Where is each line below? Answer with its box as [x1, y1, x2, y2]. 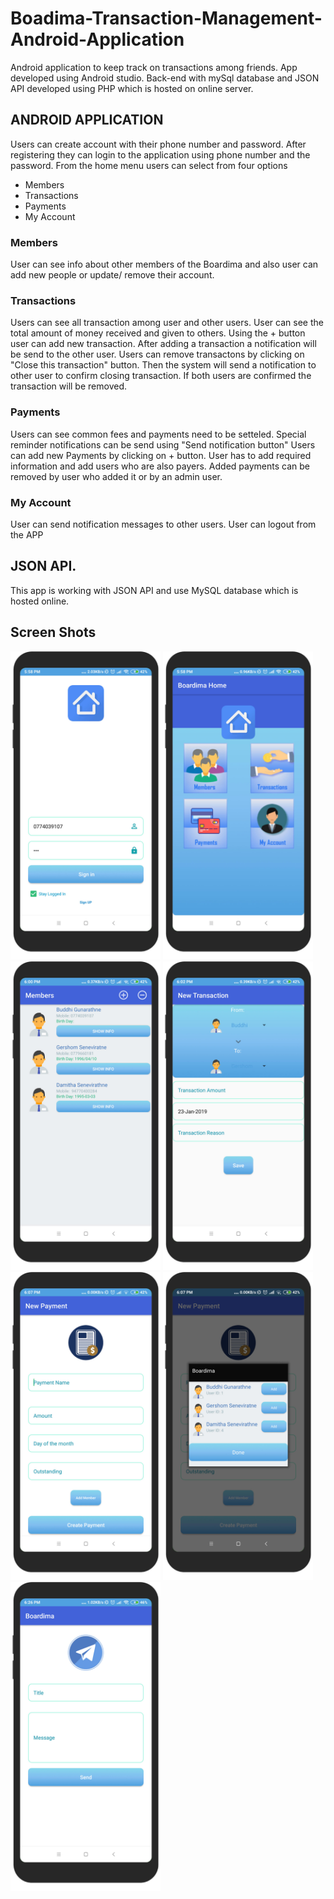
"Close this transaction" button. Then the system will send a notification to [10, 359, 317, 371]
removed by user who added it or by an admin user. [10, 470, 223, 482]
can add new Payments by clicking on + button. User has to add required [10, 449, 312, 461]
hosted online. [10, 595, 70, 607]
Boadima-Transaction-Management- [10, 7, 323, 30]
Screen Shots [10, 624, 97, 641]
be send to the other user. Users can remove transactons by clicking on [10, 348, 305, 361]
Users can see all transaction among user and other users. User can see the [10, 317, 324, 329]
